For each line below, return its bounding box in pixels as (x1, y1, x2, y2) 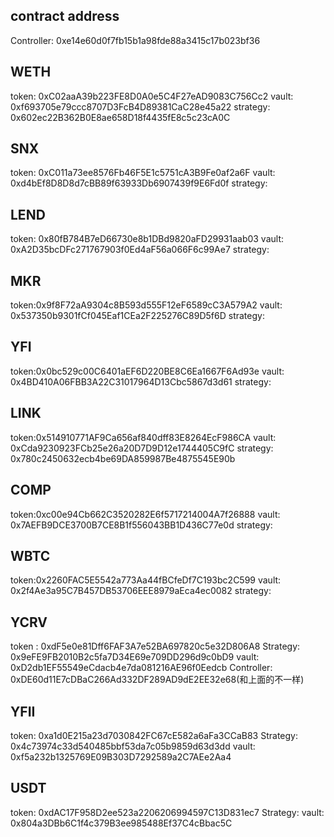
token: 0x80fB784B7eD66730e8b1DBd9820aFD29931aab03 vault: (10, 233, 285, 245)
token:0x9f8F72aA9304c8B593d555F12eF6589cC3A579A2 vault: (10, 299, 283, 311)
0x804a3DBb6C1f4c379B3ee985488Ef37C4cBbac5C (10, 817, 233, 829)
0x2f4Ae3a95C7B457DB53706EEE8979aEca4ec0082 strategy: (10, 585, 272, 597)
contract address (10, 8, 120, 25)
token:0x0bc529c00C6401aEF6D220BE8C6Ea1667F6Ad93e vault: (10, 365, 285, 377)
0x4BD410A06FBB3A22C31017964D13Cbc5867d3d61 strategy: (10, 375, 272, 388)
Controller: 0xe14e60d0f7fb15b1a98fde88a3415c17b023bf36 (10, 34, 261, 46)
